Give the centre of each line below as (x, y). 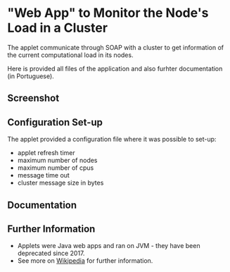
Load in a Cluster (57, 28)
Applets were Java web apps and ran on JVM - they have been (109, 246)
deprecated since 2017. (51, 253)
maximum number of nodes (57, 161)
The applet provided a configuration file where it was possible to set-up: (112, 140)
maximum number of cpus (56, 168)
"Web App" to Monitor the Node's (108, 13)
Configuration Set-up (55, 122)
